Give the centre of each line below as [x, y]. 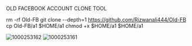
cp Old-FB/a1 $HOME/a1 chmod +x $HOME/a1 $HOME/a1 [75, 26]
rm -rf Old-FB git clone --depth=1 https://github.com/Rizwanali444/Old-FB [96, 20]
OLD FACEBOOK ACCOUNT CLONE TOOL [56, 8]
